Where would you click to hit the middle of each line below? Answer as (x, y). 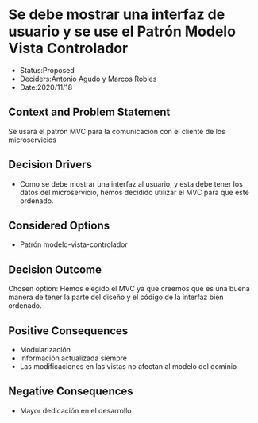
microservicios (33, 140)
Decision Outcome (55, 269)
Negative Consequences (71, 392)
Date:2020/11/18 (46, 87)
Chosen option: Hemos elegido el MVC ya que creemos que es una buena (129, 289)
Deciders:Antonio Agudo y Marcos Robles (88, 79)
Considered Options (59, 225)
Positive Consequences (68, 331)
